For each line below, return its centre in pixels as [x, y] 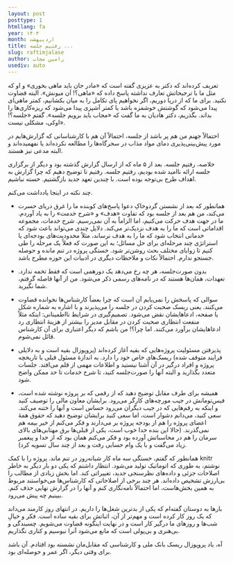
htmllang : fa [27, 26]
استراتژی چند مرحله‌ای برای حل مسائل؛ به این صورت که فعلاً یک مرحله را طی [118, 243]
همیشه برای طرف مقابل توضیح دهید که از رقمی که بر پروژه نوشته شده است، [118, 392]
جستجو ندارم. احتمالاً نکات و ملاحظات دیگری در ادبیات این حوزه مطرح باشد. [116, 257]
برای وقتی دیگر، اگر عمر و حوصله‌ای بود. [60, 551]
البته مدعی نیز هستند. [35, 150]
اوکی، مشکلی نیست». [36, 122]
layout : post [27, 14]
